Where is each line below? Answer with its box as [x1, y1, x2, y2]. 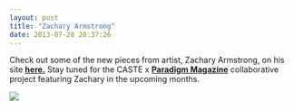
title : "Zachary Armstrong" [9, 22, 116, 31]
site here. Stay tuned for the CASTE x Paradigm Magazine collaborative [9, 64, 279, 75]
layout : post [9, 13, 59, 23]
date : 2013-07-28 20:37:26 [9, 30, 112, 39]
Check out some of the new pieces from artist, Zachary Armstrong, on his [9, 55, 285, 66]
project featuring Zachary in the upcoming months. [9, 74, 201, 85]
